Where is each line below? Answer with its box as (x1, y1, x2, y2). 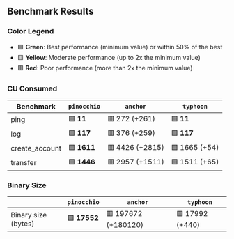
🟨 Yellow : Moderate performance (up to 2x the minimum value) (17, 53, 201, 61)
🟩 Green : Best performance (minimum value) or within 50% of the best (17, 43, 223, 51)
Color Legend (7, 26, 54, 36)
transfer (10, 158, 37, 168)
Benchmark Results (7, 6, 94, 17)
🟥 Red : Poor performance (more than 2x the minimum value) (17, 63, 193, 72)
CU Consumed (7, 84, 58, 93)
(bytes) (10, 219, 35, 229)
